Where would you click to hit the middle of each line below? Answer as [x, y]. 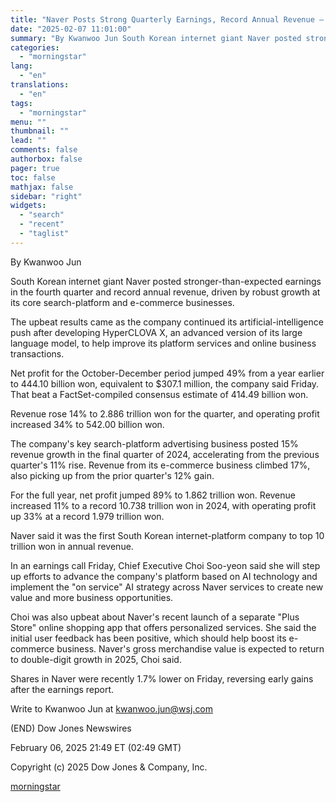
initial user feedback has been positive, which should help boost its [148, 638]
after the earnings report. [62, 689]
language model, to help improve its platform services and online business [163, 343]
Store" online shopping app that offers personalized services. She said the [163, 627]
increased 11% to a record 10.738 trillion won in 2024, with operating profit [163, 505]
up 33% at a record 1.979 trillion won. [87, 516]
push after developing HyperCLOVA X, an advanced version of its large [156, 332]
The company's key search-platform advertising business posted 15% [154, 443]
